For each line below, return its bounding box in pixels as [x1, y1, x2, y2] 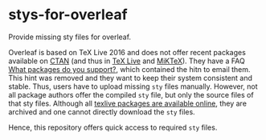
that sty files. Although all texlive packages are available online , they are [8, 98, 248, 108]
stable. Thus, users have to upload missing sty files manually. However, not [8, 82, 259, 91]
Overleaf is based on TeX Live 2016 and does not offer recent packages [8, 47, 247, 57]
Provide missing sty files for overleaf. [8, 32, 131, 42]
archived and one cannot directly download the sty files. [8, 106, 195, 117]
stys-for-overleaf [8, 6, 128, 24]
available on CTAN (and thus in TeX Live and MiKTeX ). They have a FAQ [8, 56, 245, 66]
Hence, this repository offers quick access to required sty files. [8, 122, 218, 132]
